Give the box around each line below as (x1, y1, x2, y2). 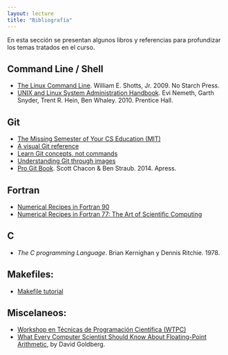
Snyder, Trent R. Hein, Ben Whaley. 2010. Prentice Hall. (17, 96, 173, 105)
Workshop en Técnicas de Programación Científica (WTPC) (17, 325, 187, 334)
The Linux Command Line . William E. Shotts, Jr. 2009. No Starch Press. (17, 81, 220, 90)
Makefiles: (7, 268, 54, 281)
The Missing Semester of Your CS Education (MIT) (17, 135, 161, 143)
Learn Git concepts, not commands (17, 150, 118, 158)
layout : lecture (7, 10, 54, 17)
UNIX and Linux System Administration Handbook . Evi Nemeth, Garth (17, 89, 214, 97)
